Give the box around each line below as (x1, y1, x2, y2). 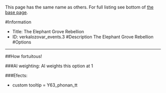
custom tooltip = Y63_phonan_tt (12, 82, 78, 88)
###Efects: (5, 73, 28, 78)
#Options (12, 39, 31, 45)
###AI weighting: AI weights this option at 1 (5, 63, 93, 69)
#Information (5, 19, 32, 25)
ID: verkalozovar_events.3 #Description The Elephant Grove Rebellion (12, 34, 154, 40)
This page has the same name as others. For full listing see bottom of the (5, 4, 154, 10)
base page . (5, 9, 28, 15)
